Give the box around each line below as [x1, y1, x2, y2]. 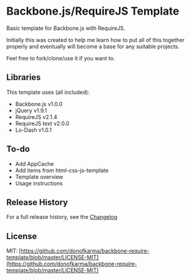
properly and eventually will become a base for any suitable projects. [6, 43, 180, 50]
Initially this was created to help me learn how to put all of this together [6, 36, 185, 43]
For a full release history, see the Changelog [6, 214, 118, 221]
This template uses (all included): [6, 88, 90, 96]
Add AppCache [15, 160, 54, 167]
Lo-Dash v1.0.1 [15, 126, 52, 134]
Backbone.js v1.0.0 [15, 100, 63, 107]
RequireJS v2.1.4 [15, 113, 58, 120]
